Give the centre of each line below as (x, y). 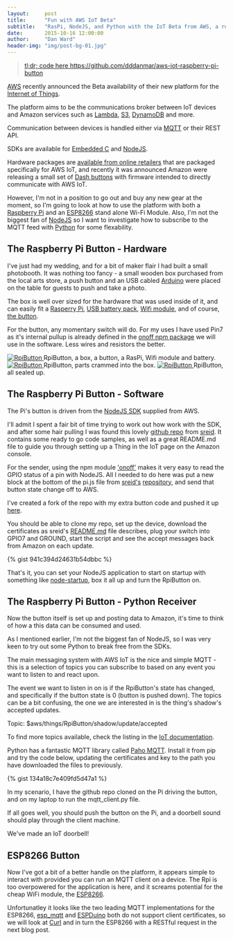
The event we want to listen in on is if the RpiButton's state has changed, (111, 688)
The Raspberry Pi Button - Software (86, 394)
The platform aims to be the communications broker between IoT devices (112, 107)
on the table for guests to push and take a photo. (77, 288)
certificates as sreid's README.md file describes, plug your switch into (109, 530)
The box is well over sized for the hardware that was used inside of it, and (113, 301)
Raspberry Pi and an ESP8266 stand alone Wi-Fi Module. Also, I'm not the (113, 213)
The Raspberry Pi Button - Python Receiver (102, 602)
